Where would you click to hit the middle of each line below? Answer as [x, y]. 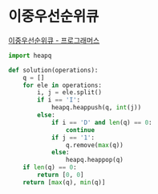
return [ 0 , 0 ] [61, 175]
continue [80, 130]
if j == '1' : [73, 138]
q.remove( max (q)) [95, 145]
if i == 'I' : [59, 100]
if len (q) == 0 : [50, 167]
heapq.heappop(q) [95, 160]
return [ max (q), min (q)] [64, 182]
